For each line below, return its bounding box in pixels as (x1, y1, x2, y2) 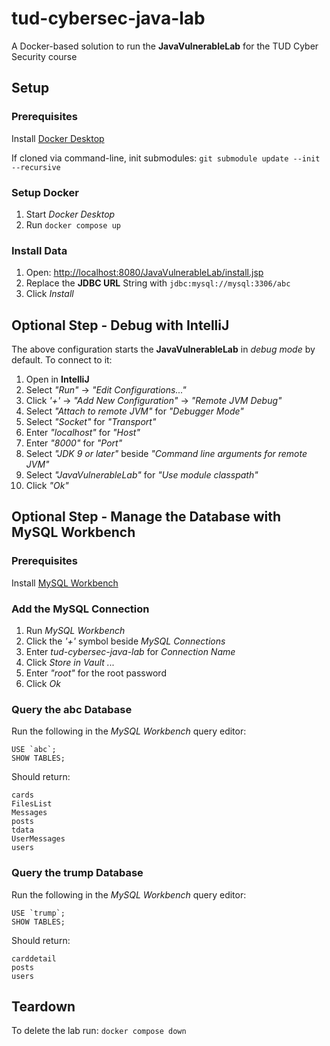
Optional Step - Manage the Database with (11, 508, 282, 526)
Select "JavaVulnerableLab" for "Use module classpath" (25, 469, 259, 481)
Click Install (25, 288, 74, 300)
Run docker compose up (25, 218, 121, 231)
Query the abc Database (11, 702, 133, 716)
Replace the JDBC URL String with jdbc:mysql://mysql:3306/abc (25, 277, 291, 289)
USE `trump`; (11, 908, 66, 918)
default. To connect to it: (11, 354, 113, 366)
